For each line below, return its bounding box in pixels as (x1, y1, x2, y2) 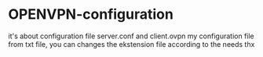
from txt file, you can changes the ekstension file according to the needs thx (8, 39, 255, 48)
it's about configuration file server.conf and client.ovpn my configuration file (8, 31, 255, 41)
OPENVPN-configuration (8, 5, 174, 23)
